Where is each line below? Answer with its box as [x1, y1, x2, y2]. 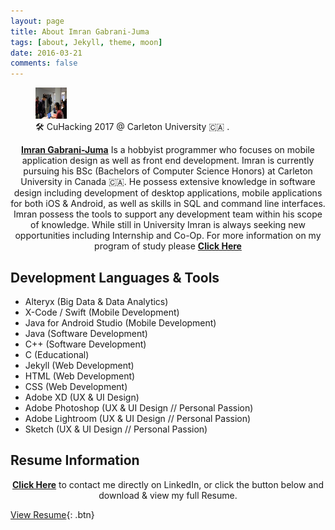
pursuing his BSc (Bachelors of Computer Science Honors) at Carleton [23, 165, 313, 177]
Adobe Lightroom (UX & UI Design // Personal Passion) [24, 412, 252, 424]
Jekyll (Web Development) [24, 359, 135, 371]
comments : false [10, 58, 78, 69]
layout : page [10, 16, 65, 26]
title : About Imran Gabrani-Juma [10, 26, 150, 37]
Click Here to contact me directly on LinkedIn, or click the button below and [12, 478, 324, 490]
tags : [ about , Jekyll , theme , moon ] [10, 37, 163, 47]
